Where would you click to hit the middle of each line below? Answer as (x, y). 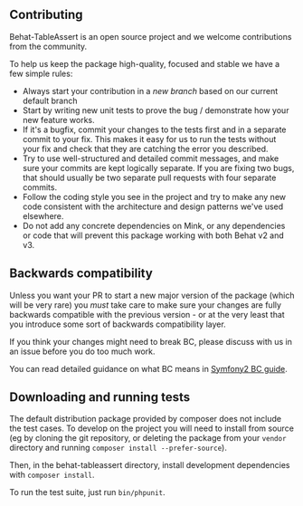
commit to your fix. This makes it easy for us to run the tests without (149, 138)
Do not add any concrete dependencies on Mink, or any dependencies (154, 225)
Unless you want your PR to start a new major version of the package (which (152, 295)
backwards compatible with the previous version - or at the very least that (147, 314)
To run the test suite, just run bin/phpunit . (87, 492)
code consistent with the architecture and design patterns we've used (153, 206)
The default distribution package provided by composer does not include (146, 419)
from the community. (48, 46)
